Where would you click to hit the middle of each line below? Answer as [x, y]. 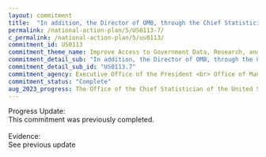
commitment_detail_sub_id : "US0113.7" [72, 67]
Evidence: [25, 136]
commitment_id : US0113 [46, 45]
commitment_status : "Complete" [60, 81]
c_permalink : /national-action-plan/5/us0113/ [86, 37]
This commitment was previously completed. [81, 120]
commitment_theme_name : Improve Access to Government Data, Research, [127, 52]
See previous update [42, 145]
